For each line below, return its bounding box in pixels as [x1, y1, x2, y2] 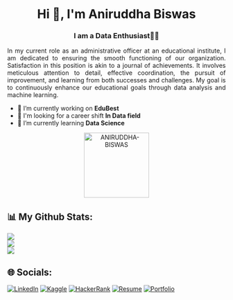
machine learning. [7, 91, 59, 99]
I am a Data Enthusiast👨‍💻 [74, 31, 159, 41]
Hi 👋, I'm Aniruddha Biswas [37, 6, 196, 22]
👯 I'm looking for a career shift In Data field [17, 112, 141, 120]
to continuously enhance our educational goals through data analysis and [7, 83, 226, 92]
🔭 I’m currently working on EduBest [17, 104, 119, 113]
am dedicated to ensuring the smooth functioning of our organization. [7, 54, 226, 62]
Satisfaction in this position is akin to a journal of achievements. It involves [7, 62, 226, 70]
